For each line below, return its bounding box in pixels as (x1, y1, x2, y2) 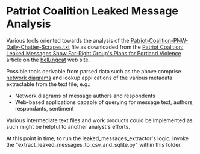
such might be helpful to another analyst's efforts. (6, 123, 131, 130)
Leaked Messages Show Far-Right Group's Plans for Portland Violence (6, 49, 182, 57)
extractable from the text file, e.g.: (6, 80, 91, 88)
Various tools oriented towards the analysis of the (6, 37, 130, 44)
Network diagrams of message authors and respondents (14, 92, 155, 99)
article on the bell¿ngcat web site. (6, 56, 90, 63)
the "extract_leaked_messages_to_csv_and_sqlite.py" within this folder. (6, 141, 182, 148)
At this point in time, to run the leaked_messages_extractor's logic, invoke (6, 134, 189, 142)
